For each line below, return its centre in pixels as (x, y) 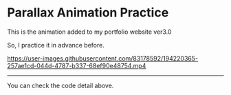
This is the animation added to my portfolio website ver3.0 (89, 32)
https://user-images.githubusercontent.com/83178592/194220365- (102, 58)
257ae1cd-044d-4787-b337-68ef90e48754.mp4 (77, 65)
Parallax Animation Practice (88, 13)
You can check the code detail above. (60, 85)
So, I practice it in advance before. (56, 45)
